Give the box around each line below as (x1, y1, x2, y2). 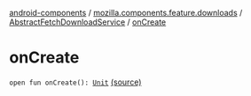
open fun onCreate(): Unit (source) (9, 77, 142, 87)
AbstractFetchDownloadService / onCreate (9, 17, 167, 27)
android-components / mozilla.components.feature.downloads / (9, 8, 243, 18)
